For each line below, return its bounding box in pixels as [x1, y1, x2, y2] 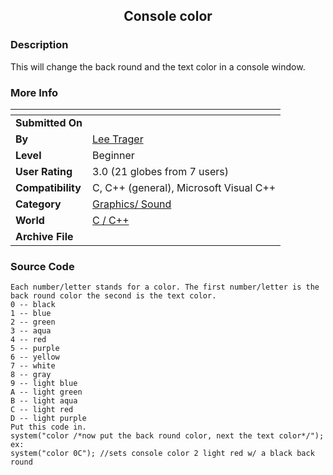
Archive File [15, 229, 74, 243]
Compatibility [15, 180, 82, 194]
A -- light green [10, 387, 83, 398]
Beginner [92, 148, 135, 162]
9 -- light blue [10, 379, 78, 389]
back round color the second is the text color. [10, 291, 217, 301]
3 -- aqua [10, 326, 52, 336]
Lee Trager [92, 132, 144, 146]
